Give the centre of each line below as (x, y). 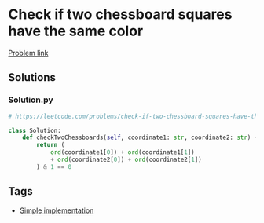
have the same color (76, 31)
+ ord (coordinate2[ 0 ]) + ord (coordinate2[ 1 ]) (126, 159)
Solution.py (31, 100)
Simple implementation (57, 210)
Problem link (28, 53)
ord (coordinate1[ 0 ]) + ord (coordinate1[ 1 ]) (122, 152)
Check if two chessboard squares (120, 15)
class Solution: (35, 130)
